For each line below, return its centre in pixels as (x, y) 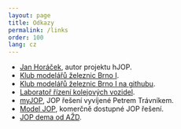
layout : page (30, 15)
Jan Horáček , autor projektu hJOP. (76, 67)
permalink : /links (38, 30)
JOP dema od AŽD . (51, 117)
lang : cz (22, 45)
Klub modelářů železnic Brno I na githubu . (87, 84)
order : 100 (26, 37)
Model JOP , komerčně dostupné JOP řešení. (91, 109)
